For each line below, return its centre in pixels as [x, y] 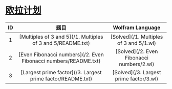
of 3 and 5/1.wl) [136, 43]
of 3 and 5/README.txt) [61, 43]
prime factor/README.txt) [61, 78]
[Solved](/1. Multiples [137, 37]
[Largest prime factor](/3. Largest [61, 72]
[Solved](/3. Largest [137, 72]
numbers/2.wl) [137, 64]
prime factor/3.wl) [137, 78]
